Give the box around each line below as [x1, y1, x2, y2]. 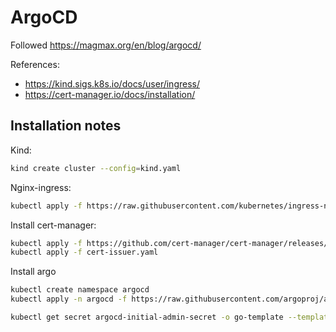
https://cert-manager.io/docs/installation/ [24, 88, 196, 100]
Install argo [10, 266, 57, 278]
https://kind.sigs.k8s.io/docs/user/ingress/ [24, 77, 201, 90]
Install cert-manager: [10, 219, 97, 231]
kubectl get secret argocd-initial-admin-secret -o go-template [10, 312, 284, 322]
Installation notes [10, 117, 122, 135]
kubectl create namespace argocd [10, 285, 150, 295]
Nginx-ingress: [10, 181, 72, 193]
